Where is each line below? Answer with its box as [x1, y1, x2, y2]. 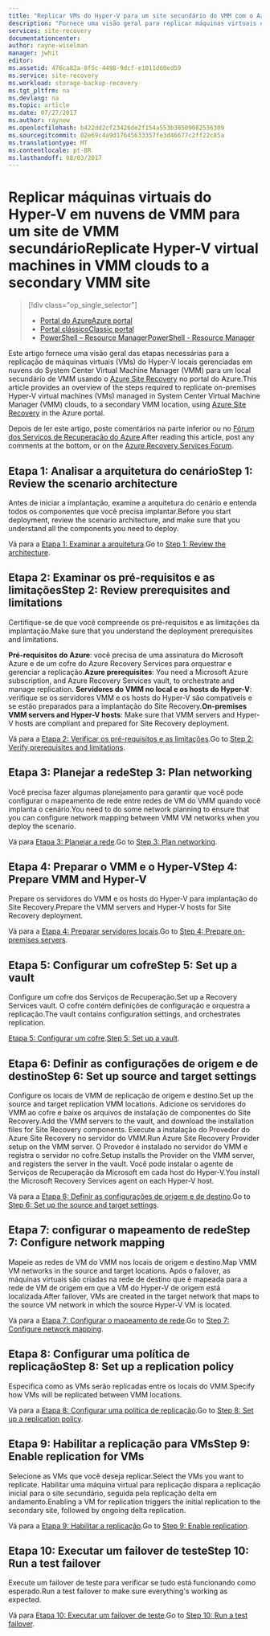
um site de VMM [8, 223, 120, 241]
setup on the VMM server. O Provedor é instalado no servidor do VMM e [8, 1142, 248, 1151]
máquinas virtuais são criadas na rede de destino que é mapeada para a [8, 1274, 247, 1284]
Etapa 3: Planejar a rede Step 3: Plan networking [8, 766, 253, 779]
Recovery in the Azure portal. [8, 408, 105, 418]
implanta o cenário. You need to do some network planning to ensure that [8, 804, 250, 814]
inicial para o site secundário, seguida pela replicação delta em [8, 1488, 217, 1498]
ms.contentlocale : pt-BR [8, 146, 92, 154]
